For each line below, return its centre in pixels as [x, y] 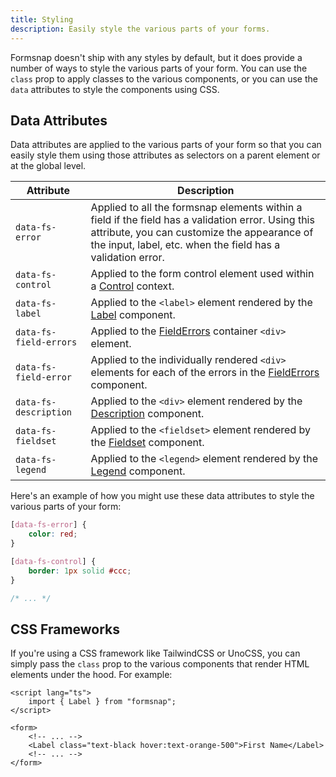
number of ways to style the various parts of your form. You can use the [159, 68]
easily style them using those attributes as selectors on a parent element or [165, 155]
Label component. [133, 315]
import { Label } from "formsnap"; [102, 702]
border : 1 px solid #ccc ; [80, 571]
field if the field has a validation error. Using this [202, 220]
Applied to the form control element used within [202, 274]
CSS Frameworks [65, 629]
